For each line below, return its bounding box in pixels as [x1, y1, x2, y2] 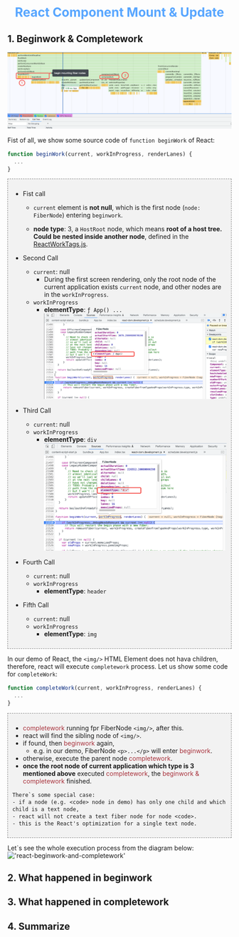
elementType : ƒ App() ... [43, 305, 123, 314]
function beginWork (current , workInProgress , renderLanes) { [7, 151, 193, 158]
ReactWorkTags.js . [33, 240, 88, 248]
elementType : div [43, 435, 97, 444]
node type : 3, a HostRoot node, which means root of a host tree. [33, 225, 223, 233]
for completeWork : [7, 669, 58, 678]
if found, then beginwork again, [22, 739, 115, 747]
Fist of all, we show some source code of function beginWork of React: [7, 136, 216, 144]
